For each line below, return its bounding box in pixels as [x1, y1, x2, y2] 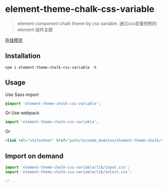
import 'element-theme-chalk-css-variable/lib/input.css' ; [5, 165, 130, 170]
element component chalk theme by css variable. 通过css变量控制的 [17, 20, 158, 26]
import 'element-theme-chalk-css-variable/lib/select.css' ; [5, 169, 133, 174]
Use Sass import [5, 92, 39, 97]
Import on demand [5, 152, 64, 160]
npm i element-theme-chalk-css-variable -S [5, 65, 97, 70]
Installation [5, 52, 41, 60]
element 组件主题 [17, 26, 53, 33]
